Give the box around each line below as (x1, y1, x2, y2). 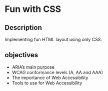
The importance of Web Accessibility (11, 75, 88, 81)
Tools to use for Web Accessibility (11, 80, 82, 86)
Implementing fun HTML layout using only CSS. (4, 36, 102, 42)
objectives (4, 51, 38, 59)
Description (4, 23, 42, 32)
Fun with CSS (4, 3, 61, 15)
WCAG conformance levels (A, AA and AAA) (11, 69, 103, 75)
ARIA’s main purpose (11, 64, 54, 70)
